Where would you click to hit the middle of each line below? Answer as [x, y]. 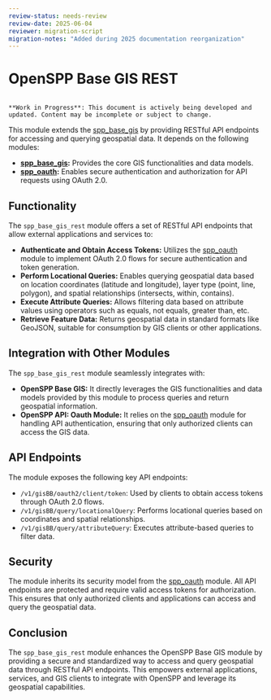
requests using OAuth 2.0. [64, 181]
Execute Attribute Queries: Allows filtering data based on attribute [132, 302]
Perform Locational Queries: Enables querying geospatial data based [137, 276]
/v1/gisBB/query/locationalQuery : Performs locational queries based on [141, 510]
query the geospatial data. [52, 607]
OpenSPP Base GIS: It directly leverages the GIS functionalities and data [141, 388]
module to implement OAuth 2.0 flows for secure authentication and [133, 258]
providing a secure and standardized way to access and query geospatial [131, 661]
